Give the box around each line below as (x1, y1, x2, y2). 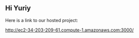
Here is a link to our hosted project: (5, 17, 78, 23)
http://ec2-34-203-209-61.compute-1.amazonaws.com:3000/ (5, 27, 134, 33)
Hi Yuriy (5, 4, 31, 12)
